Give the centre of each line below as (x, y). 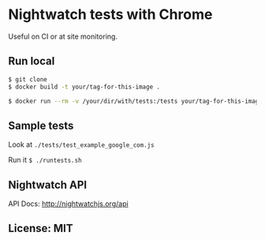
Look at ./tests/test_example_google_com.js (82, 144)
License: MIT (41, 229)
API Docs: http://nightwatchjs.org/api (68, 204)
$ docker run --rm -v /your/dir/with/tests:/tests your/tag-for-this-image (135, 101)
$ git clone (28, 79)
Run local (32, 61)
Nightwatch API (48, 184)
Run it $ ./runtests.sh (45, 160)
